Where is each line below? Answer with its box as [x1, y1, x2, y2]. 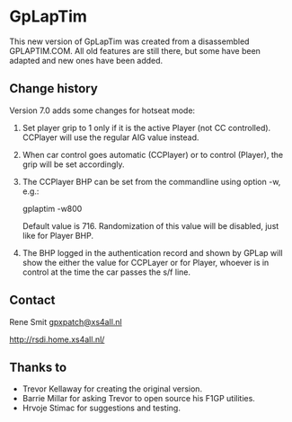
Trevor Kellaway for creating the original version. [22, 383, 203, 394]
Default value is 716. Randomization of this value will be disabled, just [22, 220, 279, 231]
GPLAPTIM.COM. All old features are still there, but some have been [9, 45, 261, 56]
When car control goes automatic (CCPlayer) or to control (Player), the [22, 149, 284, 160]
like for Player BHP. [22, 230, 94, 241]
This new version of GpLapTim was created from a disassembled [9, 36, 250, 47]
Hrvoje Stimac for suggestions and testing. [22, 402, 181, 414]
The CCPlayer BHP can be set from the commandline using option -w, [22, 176, 281, 187]
